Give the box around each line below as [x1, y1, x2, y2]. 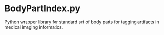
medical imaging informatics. [4, 24, 63, 30]
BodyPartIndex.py [4, 3, 81, 14]
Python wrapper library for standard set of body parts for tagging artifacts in [4, 19, 159, 25]
